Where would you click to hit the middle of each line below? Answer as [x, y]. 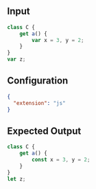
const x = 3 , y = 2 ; [61, 160]
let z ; [16, 179]
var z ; [16, 59]
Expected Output [44, 131]
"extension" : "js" [40, 103]
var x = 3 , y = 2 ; [58, 40]
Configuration [38, 81]
